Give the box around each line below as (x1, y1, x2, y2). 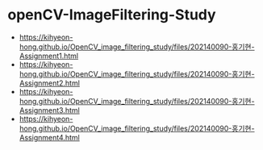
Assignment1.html (19, 51, 79, 60)
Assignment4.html (19, 132, 80, 142)
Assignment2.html (19, 78, 80, 88)
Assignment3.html (19, 105, 80, 115)
